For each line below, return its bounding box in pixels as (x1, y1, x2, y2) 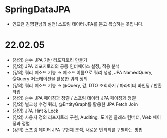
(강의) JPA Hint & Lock (12, 107, 59, 114)
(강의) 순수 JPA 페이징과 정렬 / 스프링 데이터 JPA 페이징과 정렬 (12, 95, 136, 101)
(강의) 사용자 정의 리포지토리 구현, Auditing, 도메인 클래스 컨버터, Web (12, 114, 152, 120)
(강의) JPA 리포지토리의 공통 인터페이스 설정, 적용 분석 (12, 63, 120, 69)
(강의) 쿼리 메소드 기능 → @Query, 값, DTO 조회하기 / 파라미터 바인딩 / (12, 82, 153, 88)
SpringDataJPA (5, 4, 71, 15)
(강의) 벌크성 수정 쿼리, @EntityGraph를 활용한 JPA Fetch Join (12, 101, 138, 107)
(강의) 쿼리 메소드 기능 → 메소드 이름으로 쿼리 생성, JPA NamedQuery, (12, 69, 153, 75)
